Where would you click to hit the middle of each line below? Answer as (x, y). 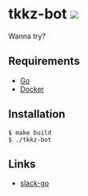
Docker (32, 89)
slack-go (34, 183)
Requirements (44, 61)
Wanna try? (27, 36)
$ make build (30, 133)
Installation (37, 114)
